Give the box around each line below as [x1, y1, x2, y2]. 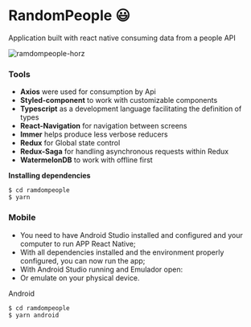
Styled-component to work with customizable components [19, 96, 218, 105]
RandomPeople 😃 [8, 6, 130, 25]
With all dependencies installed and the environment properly [19, 247, 224, 257]
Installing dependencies [8, 171, 91, 181]
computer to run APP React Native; [19, 239, 136, 248]
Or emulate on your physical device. [19, 272, 140, 283]
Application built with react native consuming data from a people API [8, 33, 236, 43]
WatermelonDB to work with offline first [19, 155, 153, 165]
